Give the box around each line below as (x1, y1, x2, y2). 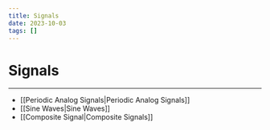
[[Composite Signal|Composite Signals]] (19, 112, 153, 122)
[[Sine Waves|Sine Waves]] (19, 104, 111, 113)
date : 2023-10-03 (8, 19, 67, 27)
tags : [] (8, 26, 38, 35)
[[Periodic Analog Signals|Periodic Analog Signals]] (19, 95, 190, 105)
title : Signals (8, 11, 59, 20)
